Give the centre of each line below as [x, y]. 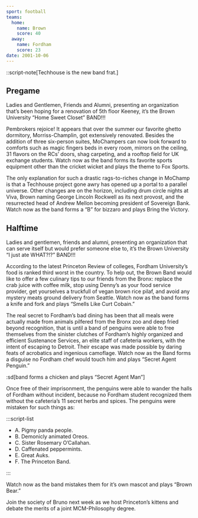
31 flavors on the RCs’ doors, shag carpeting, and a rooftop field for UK [92, 154]
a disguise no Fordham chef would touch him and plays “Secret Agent [91, 359]
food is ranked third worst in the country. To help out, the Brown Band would [99, 273]
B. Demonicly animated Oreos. [52, 436]
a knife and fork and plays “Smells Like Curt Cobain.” [70, 304]
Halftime [22, 228]
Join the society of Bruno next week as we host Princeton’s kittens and [92, 502]
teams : [14, 17]
